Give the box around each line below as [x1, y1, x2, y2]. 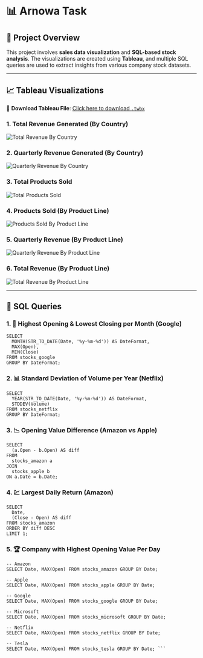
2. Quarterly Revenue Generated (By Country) [6, 149, 144, 157]
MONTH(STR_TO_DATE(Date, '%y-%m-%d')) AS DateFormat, [11, 338, 150, 345]
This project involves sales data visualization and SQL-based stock [6, 49, 176, 56]
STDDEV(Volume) [11, 401, 50, 407]
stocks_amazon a [11, 458, 53, 464]
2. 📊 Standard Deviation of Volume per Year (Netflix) [6, 374, 164, 383]
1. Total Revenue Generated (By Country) [6, 119, 129, 128]
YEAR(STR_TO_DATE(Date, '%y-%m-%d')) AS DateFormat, [11, 395, 147, 401]
